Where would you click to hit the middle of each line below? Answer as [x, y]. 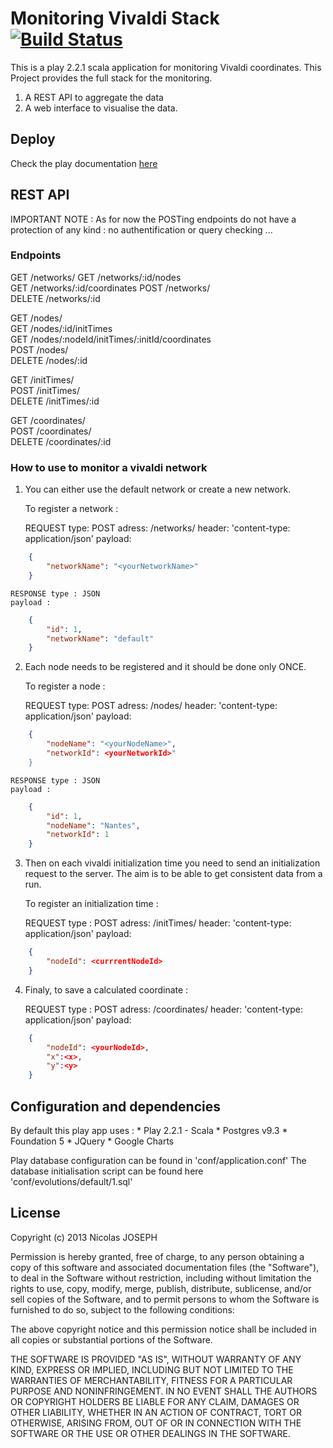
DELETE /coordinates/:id [61, 441]
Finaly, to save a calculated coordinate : [106, 989]
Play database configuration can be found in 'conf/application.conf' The [158, 1160]
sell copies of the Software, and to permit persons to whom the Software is [165, 1299]
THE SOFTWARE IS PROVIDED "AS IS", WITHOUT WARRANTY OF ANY [156, 1359]
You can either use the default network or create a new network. [158, 489]
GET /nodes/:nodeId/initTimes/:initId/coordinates [111, 339]
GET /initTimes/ [42, 379]
